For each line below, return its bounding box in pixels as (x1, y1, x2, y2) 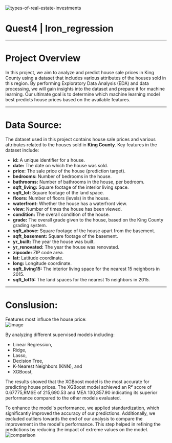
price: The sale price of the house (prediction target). (12, 168, 126, 174)
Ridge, (12, 347, 27, 353)
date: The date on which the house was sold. (12, 162, 109, 168)
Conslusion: (5, 299, 58, 311)
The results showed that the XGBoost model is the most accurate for (5, 379, 150, 385)
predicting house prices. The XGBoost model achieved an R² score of (5, 384, 152, 390)
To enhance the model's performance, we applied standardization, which (5, 405, 160, 411)
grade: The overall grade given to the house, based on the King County (12, 216, 164, 223)
